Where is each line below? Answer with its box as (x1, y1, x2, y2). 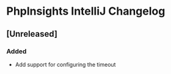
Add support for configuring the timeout (15, 61, 116, 68)
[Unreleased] (6, 29, 58, 39)
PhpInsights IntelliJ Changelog (6, 4, 166, 18)
